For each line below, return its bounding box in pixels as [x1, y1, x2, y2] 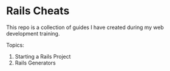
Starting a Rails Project [14, 53, 71, 60]
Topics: [6, 41, 24, 49]
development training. [6, 30, 60, 37]
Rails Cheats [6, 4, 70, 18]
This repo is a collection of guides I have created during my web [6, 24, 164, 31]
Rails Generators [14, 59, 56, 66]
